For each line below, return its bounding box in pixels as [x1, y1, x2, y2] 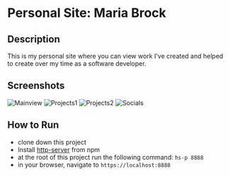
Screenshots [7, 80, 65, 92]
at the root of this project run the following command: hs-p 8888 [17, 153, 204, 161]
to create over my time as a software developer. [7, 59, 146, 68]
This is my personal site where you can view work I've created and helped [7, 52, 224, 60]
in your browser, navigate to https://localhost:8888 [17, 160, 171, 169]
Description [7, 33, 60, 45]
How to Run [7, 119, 59, 131]
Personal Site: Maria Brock [7, 5, 166, 21]
